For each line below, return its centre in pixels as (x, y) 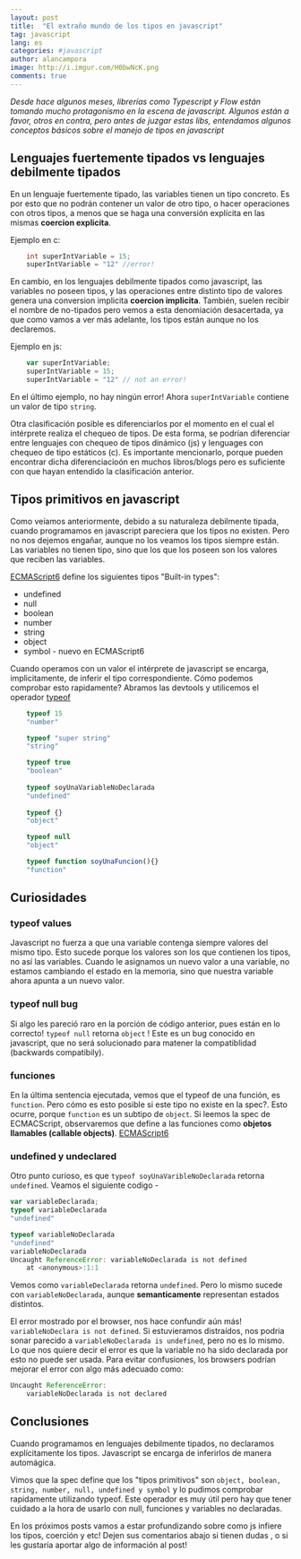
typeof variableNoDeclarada (63, 1234)
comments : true (39, 76)
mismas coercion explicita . (60, 222)
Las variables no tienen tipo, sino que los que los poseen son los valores (144, 550)
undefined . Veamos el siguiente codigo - (85, 1185)
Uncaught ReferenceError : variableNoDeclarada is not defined (129, 1260)
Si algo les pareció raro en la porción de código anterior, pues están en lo (145, 1024)
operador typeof (40, 697)
